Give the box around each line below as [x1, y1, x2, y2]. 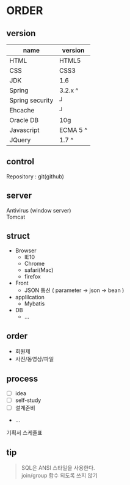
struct [6, 231, 31, 241]
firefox [24, 273, 41, 280]
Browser [15, 247, 37, 254]
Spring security [9, 96, 54, 104]
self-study [15, 396, 42, 404]
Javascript [9, 126, 40, 134]
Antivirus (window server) [6, 206, 71, 214]
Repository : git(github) [6, 172, 64, 180]
